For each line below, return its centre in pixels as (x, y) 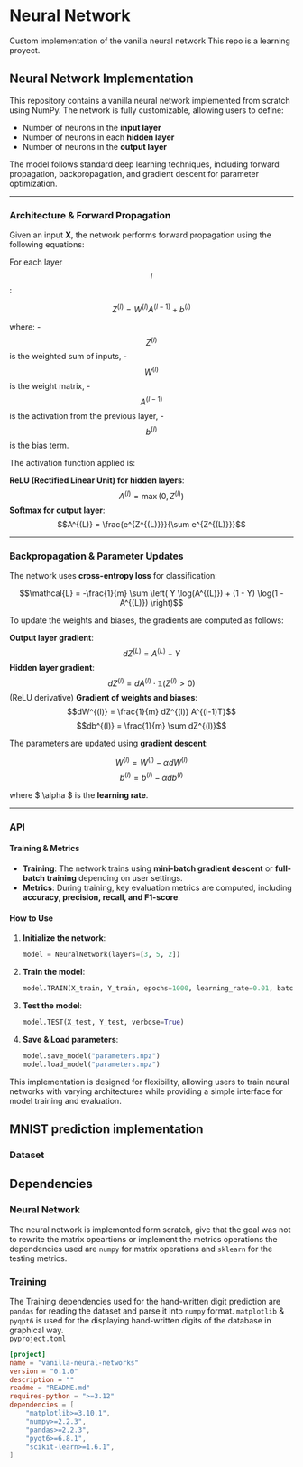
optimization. (33, 183)
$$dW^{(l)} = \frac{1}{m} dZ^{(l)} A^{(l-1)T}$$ (151, 711)
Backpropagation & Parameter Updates (96, 556)
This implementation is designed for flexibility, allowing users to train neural (150, 1082)
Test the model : (52, 1005)
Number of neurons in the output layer (94, 146)
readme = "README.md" (50, 1388)
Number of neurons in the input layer (92, 127)
